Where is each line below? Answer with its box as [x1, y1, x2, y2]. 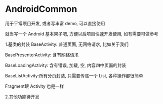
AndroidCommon [5, 3, 78, 15]
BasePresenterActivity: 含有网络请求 [5, 52, 79, 58]
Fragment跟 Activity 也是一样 [5, 83, 64, 89]
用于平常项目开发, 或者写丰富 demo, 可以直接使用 [5, 20, 105, 26]
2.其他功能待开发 [5, 94, 40, 100]
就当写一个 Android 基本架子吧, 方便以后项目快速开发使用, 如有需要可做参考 [5, 31, 159, 36]
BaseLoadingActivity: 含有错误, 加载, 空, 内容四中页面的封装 [5, 62, 126, 68]
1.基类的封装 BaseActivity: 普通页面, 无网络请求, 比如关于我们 [5, 41, 129, 47]
